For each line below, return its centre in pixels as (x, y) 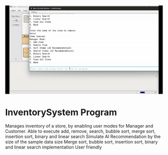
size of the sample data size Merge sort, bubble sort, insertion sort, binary (81, 142)
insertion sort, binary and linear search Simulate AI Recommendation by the (83, 137)
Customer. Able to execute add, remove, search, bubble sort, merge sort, (80, 131)
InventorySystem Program (61, 112)
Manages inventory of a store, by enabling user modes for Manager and (79, 126)
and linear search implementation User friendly (53, 147)
